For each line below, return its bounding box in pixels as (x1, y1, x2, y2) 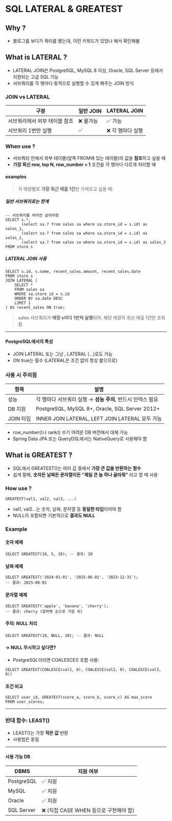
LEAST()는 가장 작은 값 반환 (12, 730, 69, 736)
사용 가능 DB (5, 754, 31, 760)
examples (5, 174, 27, 180)
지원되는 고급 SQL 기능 (12, 73, 59, 80)
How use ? (5, 484, 32, 492)
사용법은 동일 (12, 736, 39, 742)
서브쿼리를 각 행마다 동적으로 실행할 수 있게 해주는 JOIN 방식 (12, 80, 134, 86)
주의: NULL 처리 (5, 620, 37, 627)
